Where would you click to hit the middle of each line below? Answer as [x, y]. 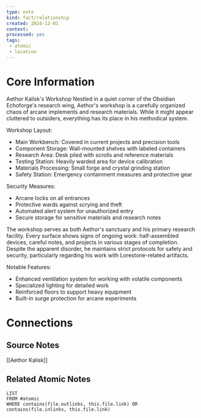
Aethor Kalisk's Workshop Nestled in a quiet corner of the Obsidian [91, 99]
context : [17, 29]
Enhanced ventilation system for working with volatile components [99, 279]
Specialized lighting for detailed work [62, 285]
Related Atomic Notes [49, 379]
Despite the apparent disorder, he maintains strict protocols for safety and [99, 248]
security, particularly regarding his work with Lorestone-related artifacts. [98, 255]
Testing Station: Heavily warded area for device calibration [89, 161]
